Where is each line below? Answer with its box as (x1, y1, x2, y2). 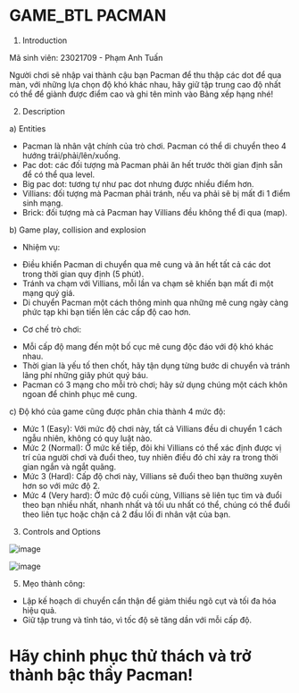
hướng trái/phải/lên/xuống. (21, 149, 120, 161)
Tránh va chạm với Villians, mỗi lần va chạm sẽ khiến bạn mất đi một (21, 278, 274, 289)
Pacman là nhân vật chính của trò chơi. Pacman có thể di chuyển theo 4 (21, 140, 287, 151)
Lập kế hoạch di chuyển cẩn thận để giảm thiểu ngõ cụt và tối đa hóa (21, 596, 277, 606)
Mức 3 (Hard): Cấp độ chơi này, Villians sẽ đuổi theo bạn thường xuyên (21, 470, 283, 481)
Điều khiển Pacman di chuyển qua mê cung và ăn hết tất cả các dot (21, 258, 271, 269)
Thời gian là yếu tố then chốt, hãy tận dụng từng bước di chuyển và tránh (21, 359, 290, 371)
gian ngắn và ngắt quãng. (21, 461, 117, 472)
